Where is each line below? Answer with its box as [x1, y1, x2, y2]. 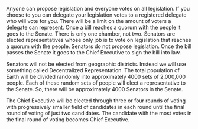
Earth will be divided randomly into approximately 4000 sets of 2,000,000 [6, 73, 186, 80]
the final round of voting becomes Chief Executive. [6, 116, 130, 123]
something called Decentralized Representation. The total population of [6, 67, 180, 73]
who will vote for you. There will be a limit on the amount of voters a [6, 18, 171, 24]
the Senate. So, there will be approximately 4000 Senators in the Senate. [6, 86, 183, 92]
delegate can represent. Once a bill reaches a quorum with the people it [6, 24, 181, 31]
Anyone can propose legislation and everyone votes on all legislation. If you [6, 5, 190, 12]
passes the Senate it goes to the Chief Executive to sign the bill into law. [6, 49, 181, 56]
